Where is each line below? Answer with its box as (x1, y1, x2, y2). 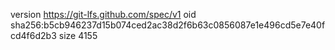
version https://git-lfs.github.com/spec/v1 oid (10, 9, 197, 20)
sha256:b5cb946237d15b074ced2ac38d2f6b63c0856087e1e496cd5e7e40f (10, 19, 326, 31)
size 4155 (58, 30, 98, 41)
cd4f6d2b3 (10, 30, 57, 41)
